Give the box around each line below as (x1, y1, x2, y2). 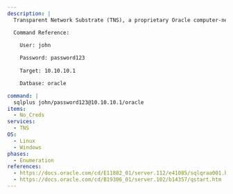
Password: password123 (19, 55, 85, 62)
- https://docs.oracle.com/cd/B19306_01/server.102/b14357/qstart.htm (13, 176, 222, 184)
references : (7, 164, 42, 170)
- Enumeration (13, 157, 54, 164)
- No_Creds (13, 112, 45, 118)
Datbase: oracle (19, 80, 67, 87)
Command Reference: (13, 29, 70, 36)
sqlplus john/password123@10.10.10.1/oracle (13, 98, 144, 106)
